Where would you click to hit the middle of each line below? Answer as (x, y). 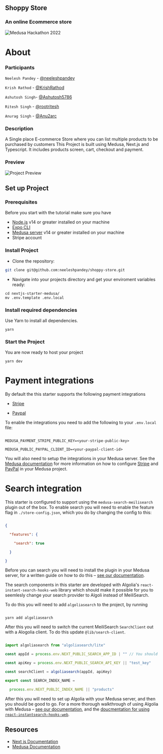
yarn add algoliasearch (29, 618)
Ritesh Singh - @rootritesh (32, 106)
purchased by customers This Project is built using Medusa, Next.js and (77, 144)
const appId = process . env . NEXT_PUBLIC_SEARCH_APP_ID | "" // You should (81, 654)
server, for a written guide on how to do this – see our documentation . (75, 575)
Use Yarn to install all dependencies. (42, 320)
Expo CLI (21, 227)
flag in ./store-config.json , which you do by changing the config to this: (78, 512)
